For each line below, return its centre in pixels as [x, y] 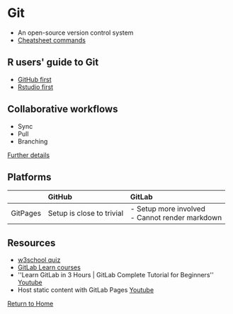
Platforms [29, 177]
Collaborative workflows [63, 109]
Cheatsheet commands [52, 40]
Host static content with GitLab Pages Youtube [86, 290]
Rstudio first [35, 87]
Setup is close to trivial [86, 214]
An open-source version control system [75, 33]
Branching [33, 141]
